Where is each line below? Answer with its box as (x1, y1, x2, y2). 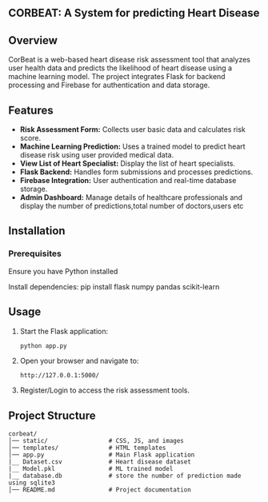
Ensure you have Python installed (8, 266, 118, 276)
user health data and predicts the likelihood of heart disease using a (8, 63, 233, 73)
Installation (8, 224, 66, 238)
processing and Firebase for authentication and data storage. (8, 80, 210, 90)
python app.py (19, 341, 67, 350)
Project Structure (8, 408, 96, 422)
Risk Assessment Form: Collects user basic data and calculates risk (19, 125, 246, 134)
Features (8, 103, 54, 117)
